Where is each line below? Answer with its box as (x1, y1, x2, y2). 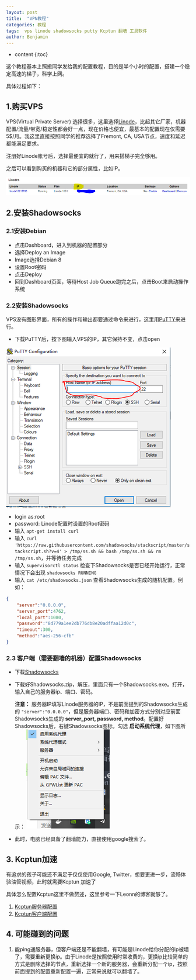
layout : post (6, 9, 38, 15)
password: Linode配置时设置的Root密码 (14, 520, 110, 527)
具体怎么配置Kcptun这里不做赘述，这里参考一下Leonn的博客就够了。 (6, 891, 171, 898)
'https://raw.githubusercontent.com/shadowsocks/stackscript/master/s (14, 542, 190, 548)
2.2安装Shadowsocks (6, 301, 69, 309)
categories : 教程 (6, 22, 47, 27)
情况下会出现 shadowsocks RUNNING (14, 569, 97, 576)
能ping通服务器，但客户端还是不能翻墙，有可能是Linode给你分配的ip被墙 (14, 946, 190, 953)
